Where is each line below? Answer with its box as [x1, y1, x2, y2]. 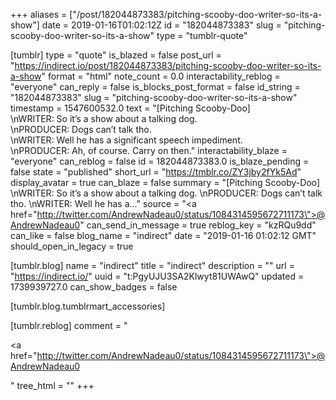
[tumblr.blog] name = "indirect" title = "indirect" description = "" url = [10, 260, 295, 271]
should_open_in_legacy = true [10, 240, 134, 252]
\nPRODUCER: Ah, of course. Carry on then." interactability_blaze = [10, 145, 288, 156]
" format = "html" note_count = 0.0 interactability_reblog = [41, 70, 281, 82]
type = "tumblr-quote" [156, 30, 248, 41]
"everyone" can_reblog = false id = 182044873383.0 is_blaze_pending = [10, 155, 310, 167]
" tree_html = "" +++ [10, 380, 95, 391]
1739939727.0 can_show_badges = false [10, 281, 178, 293]
